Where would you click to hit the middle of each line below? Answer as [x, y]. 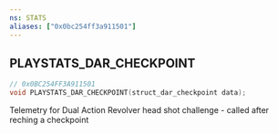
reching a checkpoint [49, 120]
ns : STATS [28, 18]
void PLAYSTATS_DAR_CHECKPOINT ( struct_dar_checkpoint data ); [128, 93]
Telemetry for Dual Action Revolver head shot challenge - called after [139, 110]
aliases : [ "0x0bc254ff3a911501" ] [73, 26]
